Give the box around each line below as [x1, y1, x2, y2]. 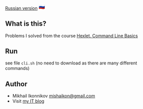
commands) [5, 65, 30, 71]
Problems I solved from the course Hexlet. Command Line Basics [5, 33, 138, 39]
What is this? [5, 19, 47, 28]
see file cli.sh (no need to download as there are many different [5, 60, 138, 66]
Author [5, 80, 27, 88]
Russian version [5, 5, 38, 11]
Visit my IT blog [12, 98, 45, 104]
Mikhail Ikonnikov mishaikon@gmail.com [12, 93, 95, 99]
